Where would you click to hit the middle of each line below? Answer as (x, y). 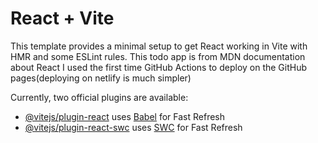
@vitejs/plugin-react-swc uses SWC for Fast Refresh (133, 127)
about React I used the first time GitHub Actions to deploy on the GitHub (159, 67)
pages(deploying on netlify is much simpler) (101, 78)
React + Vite (62, 18)
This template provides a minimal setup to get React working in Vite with (159, 46)
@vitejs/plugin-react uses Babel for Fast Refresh (125, 116)
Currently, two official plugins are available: (99, 97)
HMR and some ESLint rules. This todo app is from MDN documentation (158, 56)
